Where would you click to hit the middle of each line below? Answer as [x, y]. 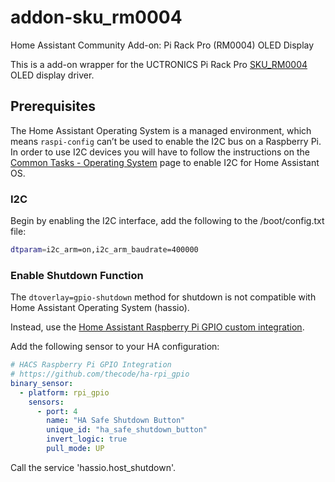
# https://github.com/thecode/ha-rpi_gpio [100, 374]
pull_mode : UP [75, 449]
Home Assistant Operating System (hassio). [100, 308]
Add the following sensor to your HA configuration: [115, 347]
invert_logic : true [87, 439]
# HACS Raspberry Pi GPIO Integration [91, 365]
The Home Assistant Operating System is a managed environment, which [161, 130]
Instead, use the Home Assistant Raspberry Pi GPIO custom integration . [157, 327]
